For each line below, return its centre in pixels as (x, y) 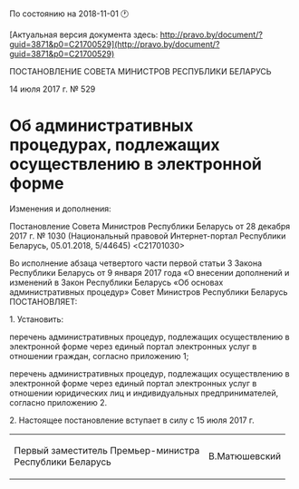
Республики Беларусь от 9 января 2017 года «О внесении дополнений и (149, 272)
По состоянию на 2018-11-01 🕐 (69, 14)
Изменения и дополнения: (60, 209)
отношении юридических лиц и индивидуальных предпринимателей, (144, 393)
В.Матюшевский (245, 455)
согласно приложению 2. (58, 402)
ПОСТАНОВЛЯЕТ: (43, 301)
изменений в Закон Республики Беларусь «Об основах (116, 282)
